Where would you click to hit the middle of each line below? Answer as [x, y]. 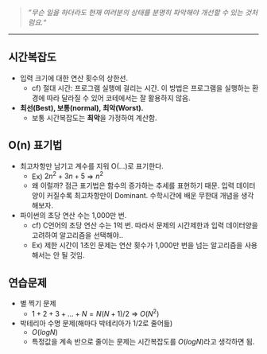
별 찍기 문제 [38, 303]
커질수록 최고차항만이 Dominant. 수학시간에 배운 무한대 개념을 [143, 196]
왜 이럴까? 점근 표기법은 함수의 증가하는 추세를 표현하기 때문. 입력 [133, 185]
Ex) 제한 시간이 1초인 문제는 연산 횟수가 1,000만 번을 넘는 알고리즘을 [137, 245]
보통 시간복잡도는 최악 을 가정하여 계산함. [94, 118]
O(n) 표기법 [35, 145]
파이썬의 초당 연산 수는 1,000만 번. [73, 216]
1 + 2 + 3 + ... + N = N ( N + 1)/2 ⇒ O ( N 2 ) [95, 313]
